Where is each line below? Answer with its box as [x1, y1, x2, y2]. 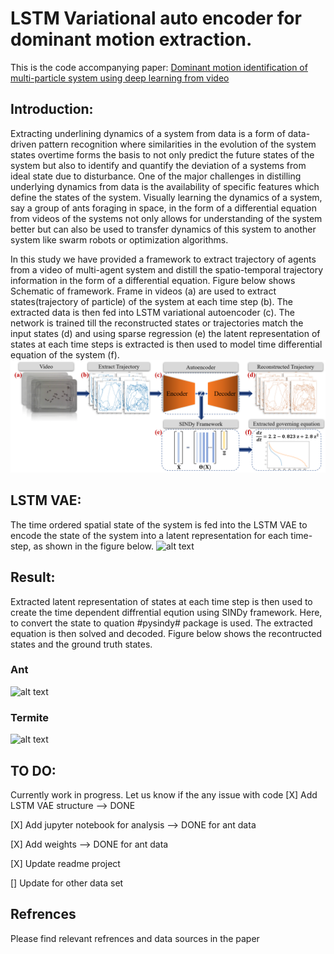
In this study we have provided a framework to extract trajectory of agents [10, 253, 317, 265]
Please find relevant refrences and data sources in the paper [10, 932, 260, 944]
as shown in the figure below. [33, 540, 155, 552]
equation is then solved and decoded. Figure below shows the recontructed [10, 627, 322, 639]
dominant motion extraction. [10, 28, 253, 51]
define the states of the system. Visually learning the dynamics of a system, [10, 191, 323, 203]
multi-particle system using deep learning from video [10, 72, 230, 84]
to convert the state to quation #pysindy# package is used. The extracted [10, 617, 313, 629]
